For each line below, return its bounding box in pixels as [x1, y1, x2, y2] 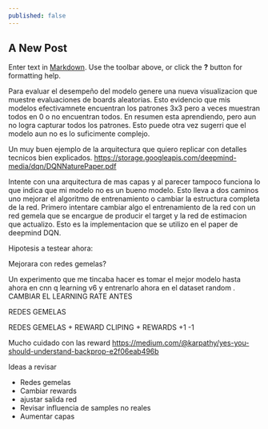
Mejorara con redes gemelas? [8, 259, 106, 269]
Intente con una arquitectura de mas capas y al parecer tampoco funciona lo [8, 177, 261, 186]
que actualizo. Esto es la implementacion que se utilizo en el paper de [8, 219, 238, 229]
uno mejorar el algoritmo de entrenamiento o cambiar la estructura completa [8, 194, 260, 204]
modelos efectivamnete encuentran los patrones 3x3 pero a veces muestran [8, 103, 261, 113]
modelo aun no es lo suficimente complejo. [8, 129, 150, 138]
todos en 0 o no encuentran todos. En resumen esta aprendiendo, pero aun [8, 112, 257, 122]
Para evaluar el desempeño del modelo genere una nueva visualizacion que [8, 86, 258, 96]
